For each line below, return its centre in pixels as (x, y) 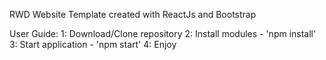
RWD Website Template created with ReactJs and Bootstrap (133, 14)
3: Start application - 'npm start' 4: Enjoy (93, 44)
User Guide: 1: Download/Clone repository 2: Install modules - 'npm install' (163, 33)
